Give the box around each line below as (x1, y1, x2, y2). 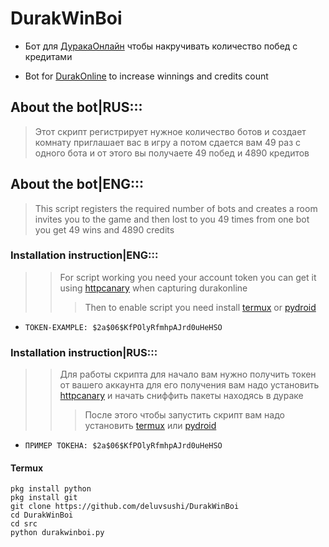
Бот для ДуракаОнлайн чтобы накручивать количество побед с (24, 40, 298, 52)
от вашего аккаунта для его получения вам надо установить (59, 379, 320, 391)
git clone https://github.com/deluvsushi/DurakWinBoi (10, 502, 240, 512)
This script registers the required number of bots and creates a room (34, 202, 318, 214)
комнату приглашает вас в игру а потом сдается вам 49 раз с (34, 136, 302, 148)
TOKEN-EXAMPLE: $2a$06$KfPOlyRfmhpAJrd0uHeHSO (24, 322, 223, 332)
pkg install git (10, 493, 78, 503)
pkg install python (10, 484, 92, 494)
